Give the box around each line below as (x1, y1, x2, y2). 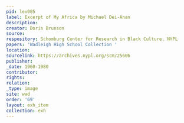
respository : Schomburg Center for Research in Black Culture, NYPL (6, 36, 178, 42)
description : (6, 20, 38, 25)
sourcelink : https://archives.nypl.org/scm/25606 (6, 53, 131, 59)
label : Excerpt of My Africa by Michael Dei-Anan (6, 14, 131, 20)
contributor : (6, 69, 38, 75)
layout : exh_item (6, 102, 49, 108)
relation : (6, 80, 31, 86)
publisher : (6, 58, 33, 64)
